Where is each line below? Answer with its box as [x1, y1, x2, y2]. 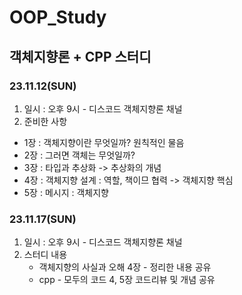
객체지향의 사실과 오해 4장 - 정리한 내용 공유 [38, 261, 212, 273]
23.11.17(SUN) [9, 212, 77, 226]
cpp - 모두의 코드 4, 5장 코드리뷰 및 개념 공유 [38, 274, 216, 286]
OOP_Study [9, 6, 107, 29]
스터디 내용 [23, 249, 68, 261]
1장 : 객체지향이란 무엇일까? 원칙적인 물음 [23, 136, 185, 148]
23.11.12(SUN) [9, 79, 77, 93]
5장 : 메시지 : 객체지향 [23, 186, 109, 198]
